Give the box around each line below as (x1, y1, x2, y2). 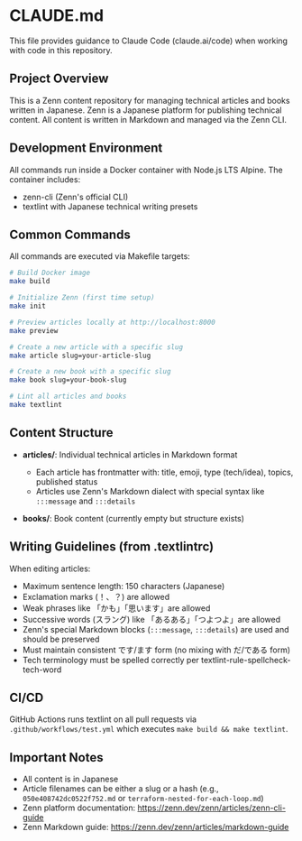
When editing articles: (9, 563, 91, 574)
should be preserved (22, 633, 100, 644)
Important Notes (9, 750, 104, 765)
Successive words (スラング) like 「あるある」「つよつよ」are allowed (22, 614, 281, 624)
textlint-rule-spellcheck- (201, 654, 291, 665)
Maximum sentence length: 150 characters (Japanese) (22, 580, 225, 591)
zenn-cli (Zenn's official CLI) (22, 191, 129, 202)
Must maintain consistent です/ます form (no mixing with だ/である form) (22, 644, 291, 655)
